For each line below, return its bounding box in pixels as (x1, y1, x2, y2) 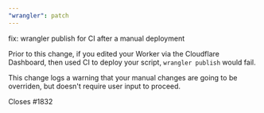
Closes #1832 (8, 96, 53, 106)
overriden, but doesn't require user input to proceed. (8, 81, 181, 91)
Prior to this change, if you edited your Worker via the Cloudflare (8, 49, 220, 58)
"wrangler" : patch (8, 11, 69, 20)
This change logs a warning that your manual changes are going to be (8, 72, 238, 82)
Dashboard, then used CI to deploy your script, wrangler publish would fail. (8, 57, 256, 67)
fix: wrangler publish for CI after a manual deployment (8, 33, 185, 43)
